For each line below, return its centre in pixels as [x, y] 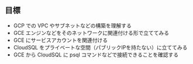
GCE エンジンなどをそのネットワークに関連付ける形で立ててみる [91, 33]
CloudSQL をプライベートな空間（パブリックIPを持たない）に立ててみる [100, 47]
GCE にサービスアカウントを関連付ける [61, 40]
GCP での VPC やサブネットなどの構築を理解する [73, 26]
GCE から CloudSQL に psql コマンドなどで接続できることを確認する [96, 55]
